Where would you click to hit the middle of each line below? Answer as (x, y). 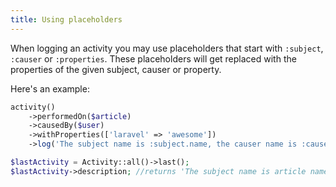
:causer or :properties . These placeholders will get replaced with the (153, 58)
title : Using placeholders (66, 19)
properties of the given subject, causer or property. (116, 69)
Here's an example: (50, 88)
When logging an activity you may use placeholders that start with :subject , (167, 48)
